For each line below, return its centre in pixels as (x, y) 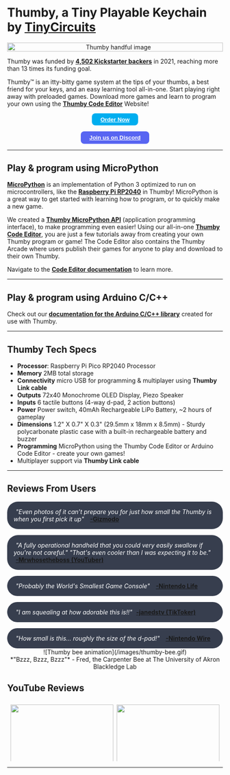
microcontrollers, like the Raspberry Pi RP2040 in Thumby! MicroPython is (113, 192)
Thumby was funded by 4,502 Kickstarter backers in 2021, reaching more (113, 61)
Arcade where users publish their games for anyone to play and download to (115, 249)
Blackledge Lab (115, 667)
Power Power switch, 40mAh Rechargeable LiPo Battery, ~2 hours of (114, 409)
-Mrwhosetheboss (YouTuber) (60, 559)
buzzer (27, 439)
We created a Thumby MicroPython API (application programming (101, 220)
